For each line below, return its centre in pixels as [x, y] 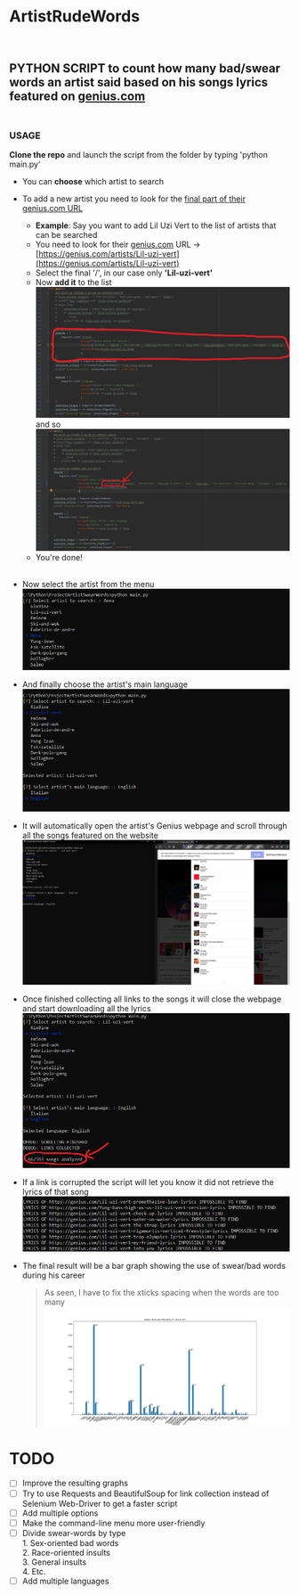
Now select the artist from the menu [88, 584]
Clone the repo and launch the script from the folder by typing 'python [139, 154]
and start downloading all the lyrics [86, 1009]
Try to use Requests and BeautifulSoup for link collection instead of [145, 1493]
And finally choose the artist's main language [105, 684]
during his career [53, 1275]
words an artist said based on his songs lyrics [139, 82]
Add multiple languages [65, 1581]
